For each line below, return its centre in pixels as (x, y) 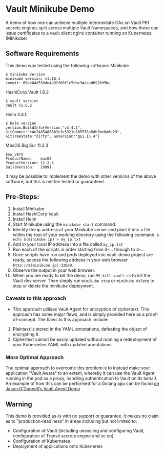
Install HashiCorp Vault (36, 214)
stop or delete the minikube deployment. (53, 286)
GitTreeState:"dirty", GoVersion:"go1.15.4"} (52, 136)
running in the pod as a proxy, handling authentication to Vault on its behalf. (82, 379)
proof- (152, 314)
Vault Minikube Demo (50, 9)
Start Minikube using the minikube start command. (64, 224)
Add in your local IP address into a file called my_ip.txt (68, 244)
